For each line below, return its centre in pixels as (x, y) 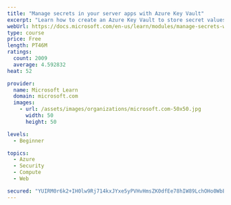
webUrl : (18, 26)
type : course (26, 33)
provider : (21, 83)
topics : (18, 153)
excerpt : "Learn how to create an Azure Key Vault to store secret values (117, 20)
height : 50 (41, 122)
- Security (29, 166)
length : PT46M (27, 45)
